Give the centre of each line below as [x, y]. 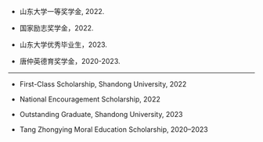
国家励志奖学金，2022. [56, 28]
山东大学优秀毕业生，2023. [63, 44]
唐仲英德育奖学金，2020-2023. [70, 61]
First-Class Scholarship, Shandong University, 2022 [103, 84]
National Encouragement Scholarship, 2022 [90, 99]
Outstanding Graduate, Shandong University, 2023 [101, 114]
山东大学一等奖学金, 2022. [62, 11]
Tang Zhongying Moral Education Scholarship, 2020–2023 [114, 130]
